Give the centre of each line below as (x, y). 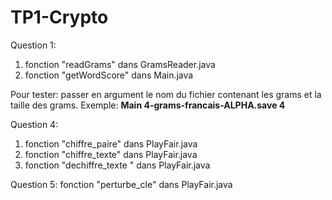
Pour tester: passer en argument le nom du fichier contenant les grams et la (166, 94)
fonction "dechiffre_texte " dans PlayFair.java (117, 165)
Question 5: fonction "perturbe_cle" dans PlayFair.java (121, 184)
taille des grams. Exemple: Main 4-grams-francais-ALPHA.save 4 (148, 105)
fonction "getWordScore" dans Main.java (109, 75)
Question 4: (34, 124)
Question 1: (33, 45)
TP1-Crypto (59, 17)
